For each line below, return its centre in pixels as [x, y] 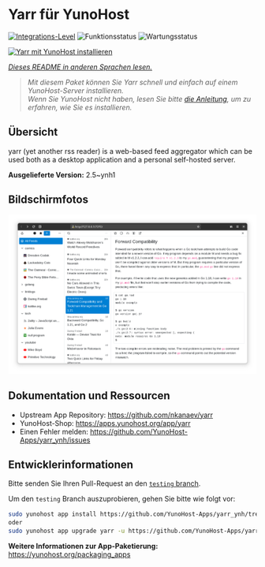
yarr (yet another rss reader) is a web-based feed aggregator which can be [130, 151]
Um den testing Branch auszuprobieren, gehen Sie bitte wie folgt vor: [122, 499]
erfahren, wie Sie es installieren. [80, 107]
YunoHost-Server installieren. [75, 90]
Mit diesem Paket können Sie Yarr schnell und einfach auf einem [132, 82]
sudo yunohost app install [52, 514]
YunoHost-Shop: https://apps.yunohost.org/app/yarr [105, 423]
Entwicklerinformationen [71, 464]
